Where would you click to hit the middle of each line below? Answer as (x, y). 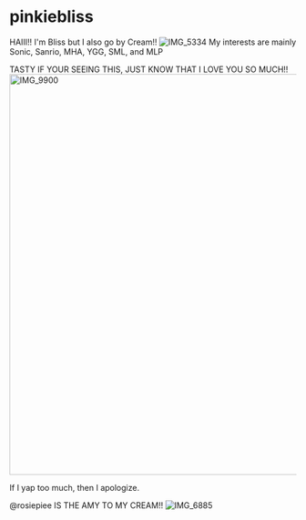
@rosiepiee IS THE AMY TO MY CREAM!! (87, 505)
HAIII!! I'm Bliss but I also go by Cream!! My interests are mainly (153, 42)
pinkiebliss (51, 17)
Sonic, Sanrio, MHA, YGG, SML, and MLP (87, 51)
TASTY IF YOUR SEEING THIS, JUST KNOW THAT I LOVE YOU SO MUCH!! (149, 69)
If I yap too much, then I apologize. (74, 487)
